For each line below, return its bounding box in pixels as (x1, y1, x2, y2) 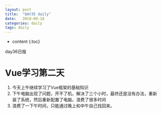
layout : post (5, 7, 32, 12)
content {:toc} (12, 38, 40, 44)
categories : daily (5, 20, 42, 26)
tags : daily (5, 25, 29, 30)
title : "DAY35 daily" (5, 12, 51, 17)
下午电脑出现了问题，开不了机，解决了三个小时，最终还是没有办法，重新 (12, 91, 157, 96)
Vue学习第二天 (5, 68, 65, 78)
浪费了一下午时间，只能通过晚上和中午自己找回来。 (12, 103, 115, 109)
